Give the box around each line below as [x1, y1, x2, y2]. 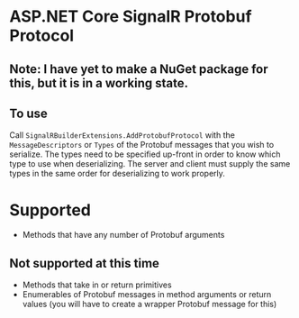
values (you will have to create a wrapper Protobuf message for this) [22, 299, 277, 310]
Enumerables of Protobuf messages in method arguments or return [22, 289, 272, 300]
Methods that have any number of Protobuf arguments [22, 230, 225, 241]
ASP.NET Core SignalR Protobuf [9, 6, 252, 27]
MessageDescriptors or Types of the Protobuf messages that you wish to [9, 140, 275, 150]
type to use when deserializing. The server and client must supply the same [9, 159, 291, 169]
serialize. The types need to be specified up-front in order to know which [9, 149, 281, 159]
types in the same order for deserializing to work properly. [9, 168, 225, 179]
